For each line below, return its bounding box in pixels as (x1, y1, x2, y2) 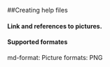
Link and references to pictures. (7, 22, 103, 30)
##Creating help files (7, 6, 68, 14)
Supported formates (7, 38, 68, 46)
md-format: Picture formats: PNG (7, 53, 103, 61)
